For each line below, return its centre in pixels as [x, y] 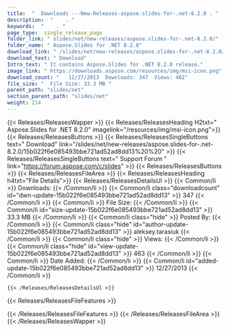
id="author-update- [161, 224]
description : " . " [41, 20]
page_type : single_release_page [55, 33]
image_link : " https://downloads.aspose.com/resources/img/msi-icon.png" [115, 71]
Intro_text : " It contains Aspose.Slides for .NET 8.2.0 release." [105, 64]
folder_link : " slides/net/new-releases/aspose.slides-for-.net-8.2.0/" [113, 39]
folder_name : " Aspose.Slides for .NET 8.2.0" [75, 45]
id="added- [202, 261]
